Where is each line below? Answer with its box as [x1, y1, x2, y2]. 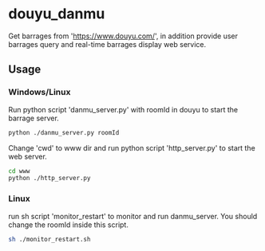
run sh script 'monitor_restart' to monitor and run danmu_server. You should [8, 211, 258, 221]
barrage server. [8, 113, 60, 123]
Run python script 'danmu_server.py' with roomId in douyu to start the [8, 104, 238, 114]
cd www [8, 167, 30, 175]
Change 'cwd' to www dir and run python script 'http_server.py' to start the [8, 143, 255, 152]
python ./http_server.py [8, 175, 91, 182]
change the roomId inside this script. [8, 220, 129, 229]
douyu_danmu [8, 5, 105, 23]
